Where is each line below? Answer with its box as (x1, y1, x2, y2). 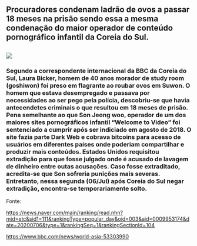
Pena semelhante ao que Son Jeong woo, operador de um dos (6, 111, 186, 119)
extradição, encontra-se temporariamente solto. (6, 184, 148, 192)
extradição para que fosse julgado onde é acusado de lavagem (6, 155, 189, 163)
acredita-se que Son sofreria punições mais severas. (6, 169, 161, 178)
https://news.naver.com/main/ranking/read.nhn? (6, 209, 123, 217)
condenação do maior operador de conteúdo (6, 23, 173, 33)
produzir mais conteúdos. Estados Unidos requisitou (6, 147, 159, 155)
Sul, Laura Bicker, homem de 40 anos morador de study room (6, 74, 184, 82)
